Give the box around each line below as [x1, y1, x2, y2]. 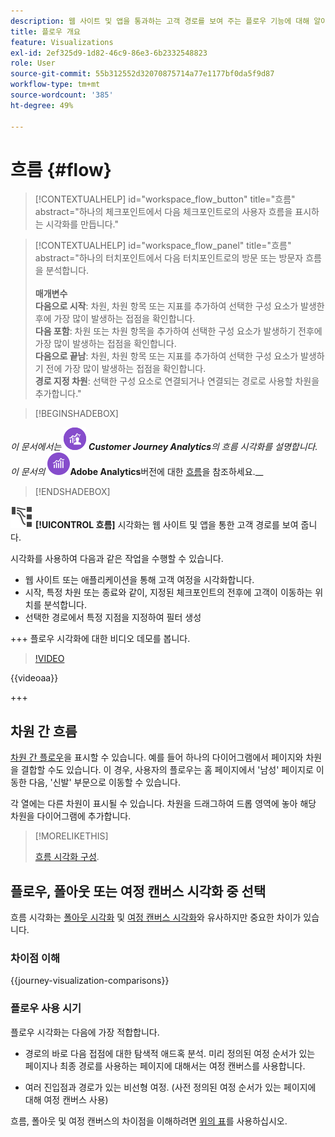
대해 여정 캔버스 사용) [24, 1093, 109, 1105]
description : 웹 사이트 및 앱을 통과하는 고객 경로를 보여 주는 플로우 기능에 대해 [10, 16, 310, 26]
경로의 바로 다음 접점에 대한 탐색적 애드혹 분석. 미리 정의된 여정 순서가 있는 [24, 1047, 316, 1059]
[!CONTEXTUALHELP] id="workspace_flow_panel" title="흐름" [34, 240, 292, 252]
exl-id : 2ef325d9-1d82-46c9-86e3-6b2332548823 [10, 48, 208, 58]
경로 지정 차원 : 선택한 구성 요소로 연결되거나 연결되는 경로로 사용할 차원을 [34, 375, 320, 387]
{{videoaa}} [10, 672, 59, 684]
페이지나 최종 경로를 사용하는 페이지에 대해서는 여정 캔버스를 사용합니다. [24, 1060, 306, 1072]
